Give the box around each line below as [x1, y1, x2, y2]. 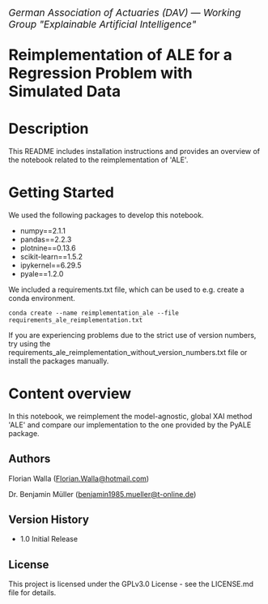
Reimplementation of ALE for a [8, 45, 232, 64]
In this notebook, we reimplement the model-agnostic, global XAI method [8, 411, 253, 421]
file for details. [8, 588, 57, 598]
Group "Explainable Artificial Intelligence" [8, 19, 197, 31]
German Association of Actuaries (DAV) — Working [8, 6, 241, 19]
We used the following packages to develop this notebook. [8, 210, 204, 220]
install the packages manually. [8, 356, 109, 366]
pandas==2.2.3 [19, 234, 72, 244]
